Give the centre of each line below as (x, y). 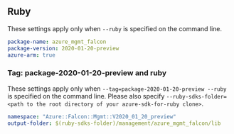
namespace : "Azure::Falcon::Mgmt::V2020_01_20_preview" (92, 116)
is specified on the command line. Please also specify (86, 96)
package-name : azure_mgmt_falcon (57, 42)
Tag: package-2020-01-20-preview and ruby (87, 73)
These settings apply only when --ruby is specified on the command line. (115, 28)
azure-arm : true (31, 55)
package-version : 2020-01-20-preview (63, 48)
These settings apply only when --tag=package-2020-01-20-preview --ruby (117, 89)
